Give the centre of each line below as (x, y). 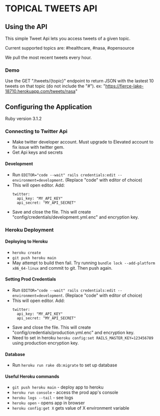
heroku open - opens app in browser (48, 403)
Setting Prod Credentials (31, 279)
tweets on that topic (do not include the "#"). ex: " (55, 86)
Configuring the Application (48, 107)
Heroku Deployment (29, 230)
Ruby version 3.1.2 (23, 119)
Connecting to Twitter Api (36, 132)
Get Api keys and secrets (37, 152)
